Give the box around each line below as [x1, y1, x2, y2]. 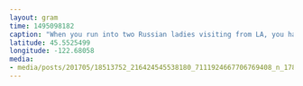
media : [9, 55, 34, 64]
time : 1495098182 [9, 21, 75, 30]
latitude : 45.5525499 [9, 38, 91, 47]
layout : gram [9, 13, 59, 22]
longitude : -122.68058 [9, 47, 95, 56]
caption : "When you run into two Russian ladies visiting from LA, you [9, 30, 284, 39]
